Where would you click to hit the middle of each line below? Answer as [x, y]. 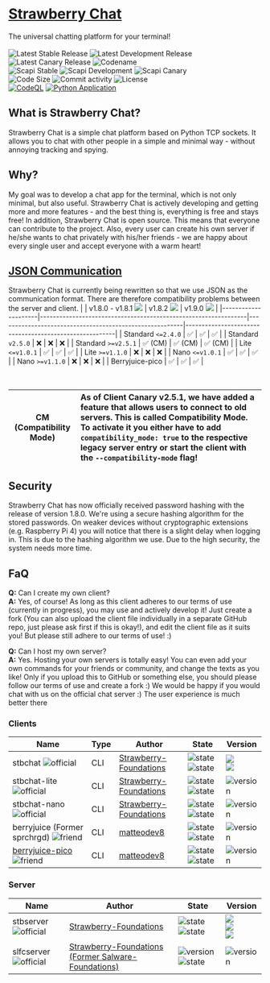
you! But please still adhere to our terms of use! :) [90, 636]
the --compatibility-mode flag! [139, 458]
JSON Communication [65, 271]
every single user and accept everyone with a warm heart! [105, 246]
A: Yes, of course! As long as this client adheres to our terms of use [121, 601]
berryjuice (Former [48, 827]
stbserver [31, 921]
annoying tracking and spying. [58, 149]
